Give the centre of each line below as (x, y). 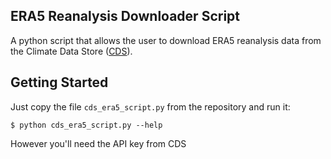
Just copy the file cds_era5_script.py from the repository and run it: (150, 106)
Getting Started (59, 82)
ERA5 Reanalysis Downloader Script (125, 16)
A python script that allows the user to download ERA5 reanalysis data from (166, 40)
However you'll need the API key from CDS (98, 143)
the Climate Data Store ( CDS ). (71, 51)
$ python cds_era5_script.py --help (86, 125)
